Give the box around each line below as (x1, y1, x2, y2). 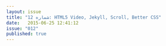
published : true (6, 31, 47, 37)
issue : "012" (6, 25, 39, 32)
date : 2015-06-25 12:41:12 (6, 20, 79, 26)
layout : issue (6, 8, 42, 15)
